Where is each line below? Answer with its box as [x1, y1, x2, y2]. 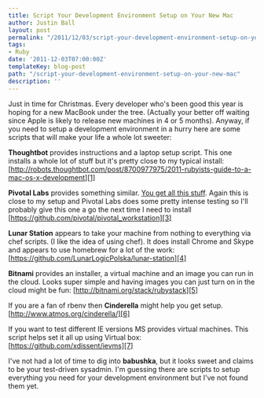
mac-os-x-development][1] [8, 172, 96, 182]
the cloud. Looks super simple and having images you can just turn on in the [8, 277, 255, 286]
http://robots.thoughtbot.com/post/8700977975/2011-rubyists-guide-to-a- [10, 164, 251, 174]
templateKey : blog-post [8, 63, 86, 71]
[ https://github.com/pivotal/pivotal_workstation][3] [8, 213, 172, 223]
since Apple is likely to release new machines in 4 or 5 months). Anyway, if [8, 116, 250, 125]
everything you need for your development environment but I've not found [8, 373, 249, 382]
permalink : [8, 33, 44, 42]
